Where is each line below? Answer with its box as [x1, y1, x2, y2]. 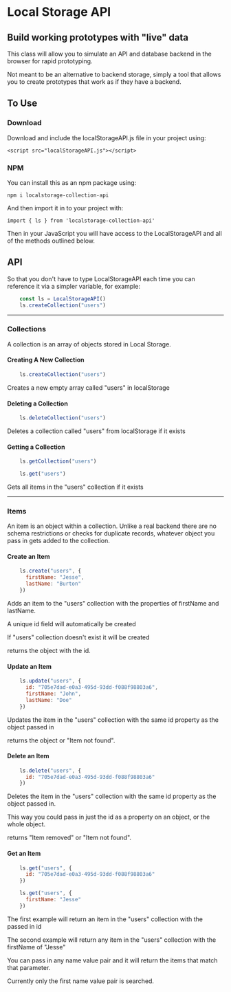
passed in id [7, 922, 42, 930]
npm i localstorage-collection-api [7, 192, 109, 199]
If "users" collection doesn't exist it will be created [7, 633, 150, 641]
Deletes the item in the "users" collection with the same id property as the [7, 792, 217, 801]
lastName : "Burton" [25, 580, 81, 588]
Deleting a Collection [7, 399, 69, 408]
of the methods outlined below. [7, 236, 95, 245]
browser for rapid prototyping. [7, 57, 93, 65]
